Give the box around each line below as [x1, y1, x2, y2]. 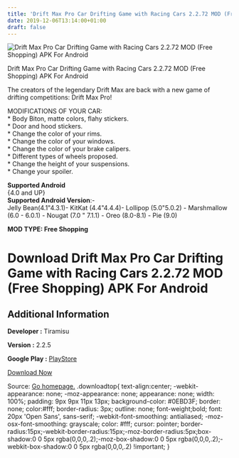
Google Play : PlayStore [7, 354, 77, 363]
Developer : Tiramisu [7, 327, 70, 336]
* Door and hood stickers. [7, 122, 83, 131]
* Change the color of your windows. [7, 137, 116, 146]
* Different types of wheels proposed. [7, 152, 119, 160]
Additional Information [7, 308, 110, 320]
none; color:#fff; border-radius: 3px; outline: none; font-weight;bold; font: [7, 405, 223, 413]
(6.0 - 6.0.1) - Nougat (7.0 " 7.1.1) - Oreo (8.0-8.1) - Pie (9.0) [7, 211, 178, 220]
